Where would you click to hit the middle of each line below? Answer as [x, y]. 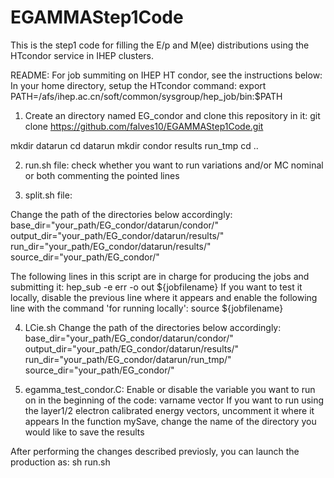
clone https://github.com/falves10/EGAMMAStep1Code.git [144, 126]
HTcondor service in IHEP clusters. [82, 55]
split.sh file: [48, 195]
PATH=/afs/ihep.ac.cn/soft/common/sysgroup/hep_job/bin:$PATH [146, 96]
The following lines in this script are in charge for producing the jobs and [160, 276]
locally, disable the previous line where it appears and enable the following [164, 297]
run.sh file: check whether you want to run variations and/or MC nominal [174, 165]
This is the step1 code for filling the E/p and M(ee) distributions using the [160, 45]
